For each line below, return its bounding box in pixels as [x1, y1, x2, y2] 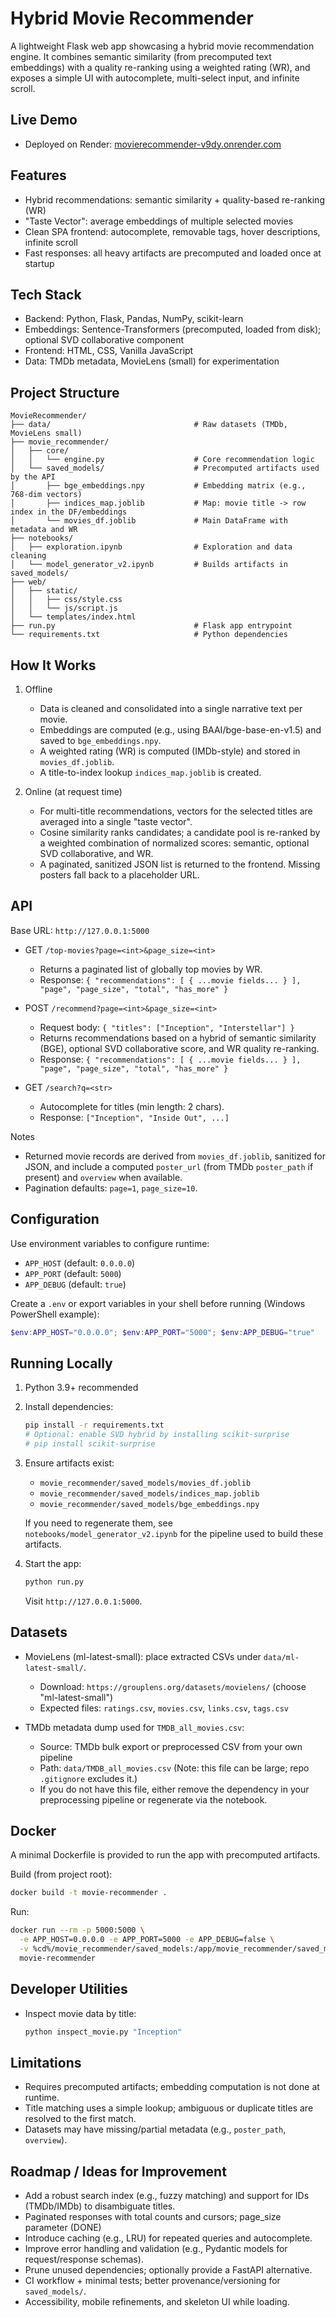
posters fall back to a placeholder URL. [39, 869, 200, 881]
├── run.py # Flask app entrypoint [10, 621, 293, 631]
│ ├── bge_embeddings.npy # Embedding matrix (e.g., [10, 481, 307, 491]
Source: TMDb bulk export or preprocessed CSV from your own [39, 1740, 303, 1752]
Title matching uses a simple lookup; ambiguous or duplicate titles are [24, 2102, 314, 2114]
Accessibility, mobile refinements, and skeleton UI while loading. [24, 2296, 290, 2308]
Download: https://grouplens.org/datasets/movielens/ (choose [39, 1680, 307, 1692]
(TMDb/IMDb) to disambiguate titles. [24, 2200, 176, 2212]
